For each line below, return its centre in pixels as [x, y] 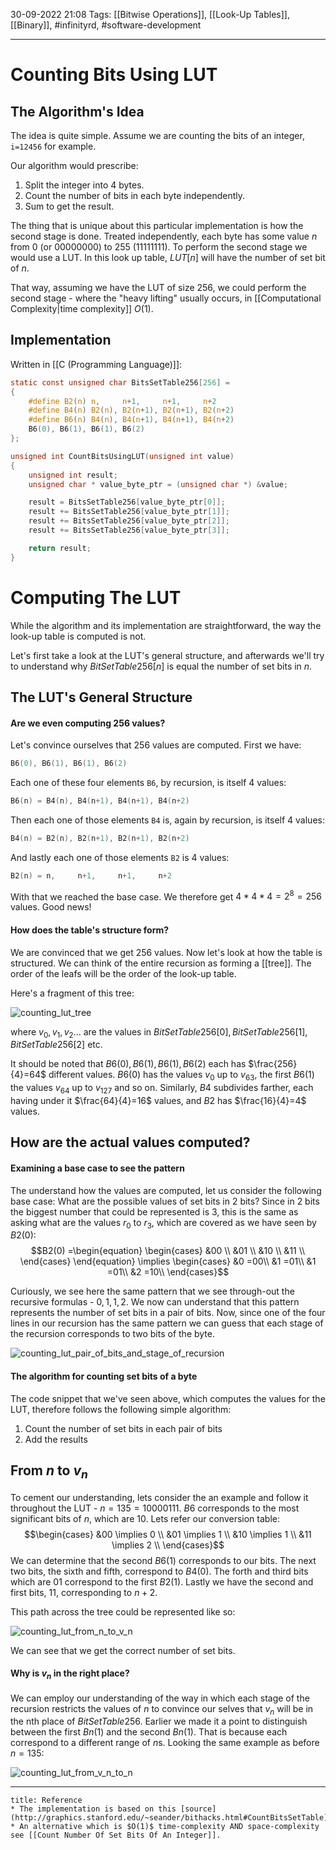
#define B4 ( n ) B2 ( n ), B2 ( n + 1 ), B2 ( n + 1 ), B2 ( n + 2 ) [131, 410]
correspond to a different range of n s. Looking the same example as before [165, 1743]
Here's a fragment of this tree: [72, 993]
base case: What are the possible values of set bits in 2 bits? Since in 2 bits [165, 1201]
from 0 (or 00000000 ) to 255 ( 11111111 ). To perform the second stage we [159, 247]
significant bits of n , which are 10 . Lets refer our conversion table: [145, 1518]
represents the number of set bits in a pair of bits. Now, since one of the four [168, 1313]
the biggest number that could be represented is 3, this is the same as [154, 1211]
